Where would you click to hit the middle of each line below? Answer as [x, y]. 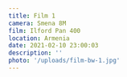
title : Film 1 [32, 16]
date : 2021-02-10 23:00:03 [53, 46]
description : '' [35, 53]
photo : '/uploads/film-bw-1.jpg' [64, 61]
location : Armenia [39, 38]
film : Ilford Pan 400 [45, 30]
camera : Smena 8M [37, 23]
